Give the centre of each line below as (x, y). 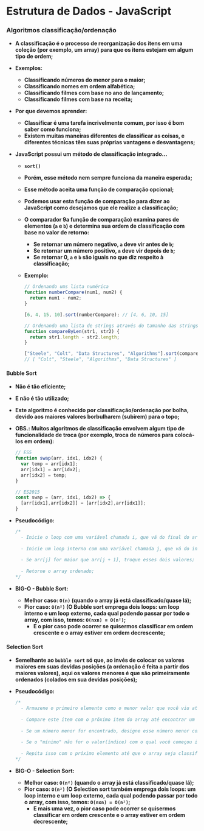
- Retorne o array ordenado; (58, 571)
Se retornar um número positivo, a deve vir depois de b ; (104, 251)
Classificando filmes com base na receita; (78, 99)
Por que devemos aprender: (51, 111)
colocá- (185, 435)
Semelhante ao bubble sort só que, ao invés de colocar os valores (100, 660)
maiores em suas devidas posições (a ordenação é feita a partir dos (102, 667)
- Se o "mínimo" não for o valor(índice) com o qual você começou (107, 742)
